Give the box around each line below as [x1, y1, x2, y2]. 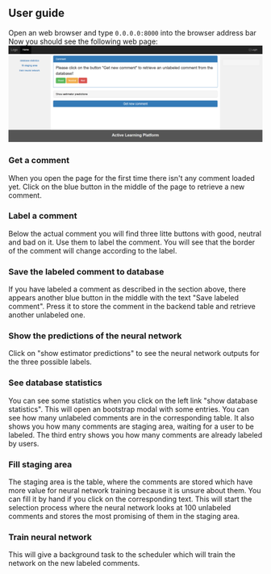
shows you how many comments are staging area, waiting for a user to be [8, 421, 254, 431]
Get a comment [8, 155, 70, 166]
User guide [8, 6, 65, 20]
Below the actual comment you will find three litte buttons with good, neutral [8, 228, 262, 238]
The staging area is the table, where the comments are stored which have [8, 477, 253, 487]
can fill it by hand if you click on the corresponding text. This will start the [8, 494, 252, 504]
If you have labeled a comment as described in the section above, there [8, 284, 246, 294]
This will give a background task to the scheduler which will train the [8, 550, 236, 559]
